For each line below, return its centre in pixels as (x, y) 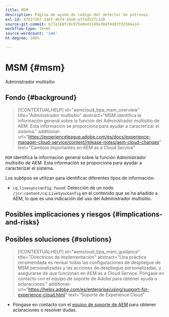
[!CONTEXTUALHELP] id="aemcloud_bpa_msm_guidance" (79, 252)
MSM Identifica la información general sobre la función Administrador (76, 157)
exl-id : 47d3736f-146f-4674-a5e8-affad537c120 (55, 19)
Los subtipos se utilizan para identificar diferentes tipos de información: (80, 178)
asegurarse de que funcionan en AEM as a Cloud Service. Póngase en (91, 273)
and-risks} (23, 223)
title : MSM (17, 10)
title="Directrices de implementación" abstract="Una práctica (82, 257)
